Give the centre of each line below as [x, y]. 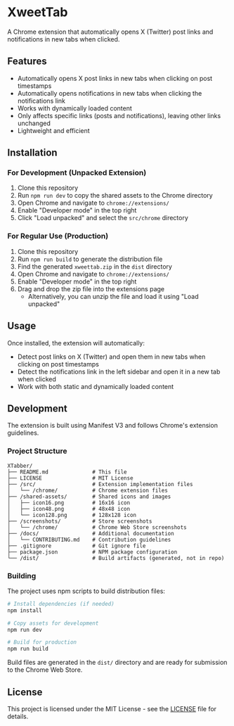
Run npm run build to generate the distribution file [90, 259]
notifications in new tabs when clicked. [64, 39]
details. [18, 717]
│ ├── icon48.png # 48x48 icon [69, 509]
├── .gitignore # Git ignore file [77, 546]
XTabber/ [20, 466]
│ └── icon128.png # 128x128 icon [72, 515]
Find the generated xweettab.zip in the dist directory [95, 266]
